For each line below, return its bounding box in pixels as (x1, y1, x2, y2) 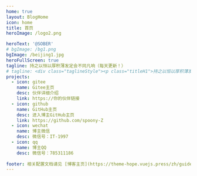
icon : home (6, 19, 33, 25)
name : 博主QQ (16, 144, 47, 150)
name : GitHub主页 (16, 106, 57, 112)
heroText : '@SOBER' (6, 41, 54, 47)
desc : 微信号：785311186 (16, 150, 74, 156)
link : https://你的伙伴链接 (16, 96, 80, 101)
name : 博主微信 (16, 128, 50, 134)
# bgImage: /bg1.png (6, 46, 57, 53)
